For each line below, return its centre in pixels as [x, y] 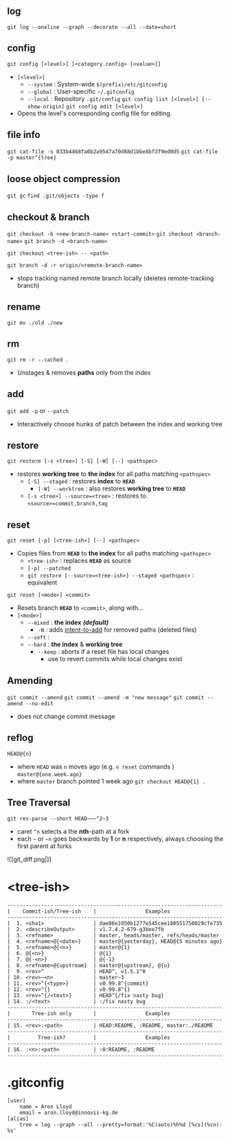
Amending [30, 680]
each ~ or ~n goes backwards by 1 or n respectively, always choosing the [120, 839]
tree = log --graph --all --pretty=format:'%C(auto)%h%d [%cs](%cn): [121, 1125]
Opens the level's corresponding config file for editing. [94, 113]
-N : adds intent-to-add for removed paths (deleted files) [117, 630]
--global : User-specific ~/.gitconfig [81, 91]
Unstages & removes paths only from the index [84, 372]
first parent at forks [44, 846]
